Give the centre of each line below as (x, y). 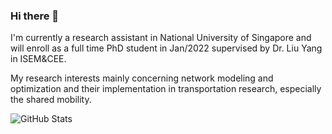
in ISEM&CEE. (38, 59)
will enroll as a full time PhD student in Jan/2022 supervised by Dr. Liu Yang (166, 48)
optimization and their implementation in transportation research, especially (166, 89)
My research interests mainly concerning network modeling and (142, 78)
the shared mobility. (51, 100)
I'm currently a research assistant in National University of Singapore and (161, 38)
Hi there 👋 (35, 16)
